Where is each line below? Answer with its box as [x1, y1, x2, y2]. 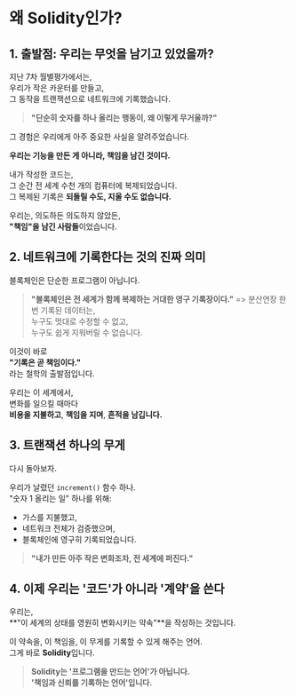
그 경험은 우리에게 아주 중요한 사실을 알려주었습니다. [9, 131, 189, 142]
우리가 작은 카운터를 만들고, [9, 83, 105, 93]
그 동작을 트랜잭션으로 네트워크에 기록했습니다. [9, 94, 171, 104]
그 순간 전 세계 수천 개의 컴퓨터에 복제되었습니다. [9, 180, 178, 191]
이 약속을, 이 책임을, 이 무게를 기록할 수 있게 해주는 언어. [9, 637, 203, 647]
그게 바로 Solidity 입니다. [9, 647, 95, 658]
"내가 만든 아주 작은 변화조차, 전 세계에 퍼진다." [30, 552, 194, 564]
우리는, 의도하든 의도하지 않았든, [9, 210, 122, 220]
